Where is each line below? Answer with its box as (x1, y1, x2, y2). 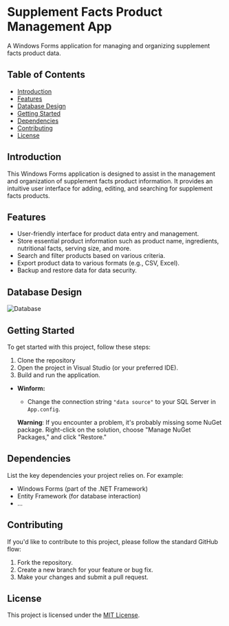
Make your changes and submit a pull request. (17, 573, 149, 581)
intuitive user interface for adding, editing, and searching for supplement (7, 184, 213, 192)
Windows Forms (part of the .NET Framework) (17, 484, 149, 493)
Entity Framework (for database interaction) (17, 492, 141, 500)
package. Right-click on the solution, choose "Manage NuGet (17, 425, 191, 434)
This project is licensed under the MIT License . (7, 611, 140, 619)
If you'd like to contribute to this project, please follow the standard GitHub (7, 537, 219, 545)
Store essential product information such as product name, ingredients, (17, 237, 219, 245)
